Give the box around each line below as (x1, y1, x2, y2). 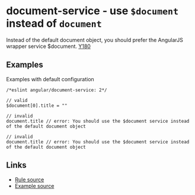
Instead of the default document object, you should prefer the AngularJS (6, 36, 184, 43)
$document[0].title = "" (6, 103, 68, 108)
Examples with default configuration (6, 75, 95, 82)
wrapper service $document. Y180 (6, 43, 91, 50)
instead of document (6, 17, 102, 30)
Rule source (14, 176, 44, 183)
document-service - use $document (6, 4, 179, 18)
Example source (14, 182, 55, 189)
